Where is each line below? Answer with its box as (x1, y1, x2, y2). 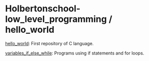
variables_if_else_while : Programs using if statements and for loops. (5, 50, 145, 56)
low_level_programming (5, 13, 107, 25)
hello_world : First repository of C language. (5, 40, 94, 46)
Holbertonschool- (5, 3, 81, 14)
